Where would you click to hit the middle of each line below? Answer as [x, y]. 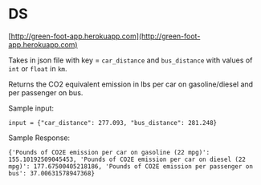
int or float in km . [38, 68]
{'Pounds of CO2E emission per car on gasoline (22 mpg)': [109, 152]
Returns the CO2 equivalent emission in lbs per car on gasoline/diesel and [131, 84]
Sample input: [31, 108]
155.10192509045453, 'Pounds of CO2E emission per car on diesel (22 [127, 159]
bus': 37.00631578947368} [51, 173]
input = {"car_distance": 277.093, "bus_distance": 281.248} [113, 123]
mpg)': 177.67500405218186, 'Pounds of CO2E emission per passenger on [130, 166]
